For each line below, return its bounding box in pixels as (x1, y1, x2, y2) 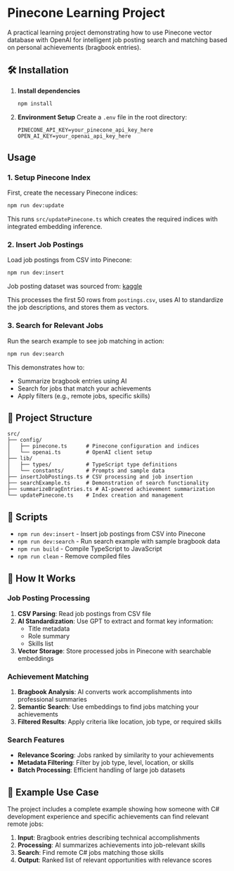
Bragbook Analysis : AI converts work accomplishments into (17, 688, 193, 696)
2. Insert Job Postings (7, 240, 84, 250)
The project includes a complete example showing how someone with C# (7, 805, 220, 813)
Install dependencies (17, 86, 81, 95)
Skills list (27, 639, 54, 648)
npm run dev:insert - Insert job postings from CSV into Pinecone (17, 530, 206, 538)
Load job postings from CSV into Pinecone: (7, 256, 132, 264)
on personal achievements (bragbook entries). (7, 43, 142, 51)
